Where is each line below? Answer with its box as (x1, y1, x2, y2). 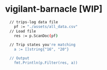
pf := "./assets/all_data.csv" (14, 24, 78, 29)
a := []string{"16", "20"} (14, 47, 69, 52)
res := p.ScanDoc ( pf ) (14, 33, 58, 38)
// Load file (9, 28, 36, 34)
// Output (9, 56, 29, 61)
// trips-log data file (9, 20, 58, 24)
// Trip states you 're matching (9, 43, 76, 47)
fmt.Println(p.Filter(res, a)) (14, 60, 78, 65)
